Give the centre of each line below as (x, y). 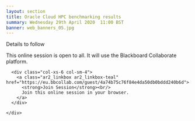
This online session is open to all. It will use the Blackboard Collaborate (91, 55)
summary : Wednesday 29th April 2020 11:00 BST (65, 22)
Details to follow (25, 44)
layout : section (26, 11)
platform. (17, 62)
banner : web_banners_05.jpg (40, 28)
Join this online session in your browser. (75, 93)
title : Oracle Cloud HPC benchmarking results (64, 17)
